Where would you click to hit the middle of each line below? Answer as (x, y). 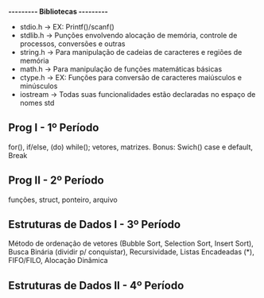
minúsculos (39, 86)
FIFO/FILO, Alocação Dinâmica (58, 261)
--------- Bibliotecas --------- (58, 12)
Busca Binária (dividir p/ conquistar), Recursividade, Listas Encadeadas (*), (131, 252)
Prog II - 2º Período (56, 181)
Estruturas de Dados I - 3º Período (95, 224)
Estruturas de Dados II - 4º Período (96, 285)
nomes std (37, 103)
